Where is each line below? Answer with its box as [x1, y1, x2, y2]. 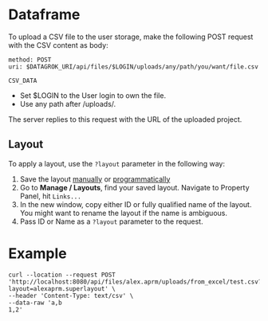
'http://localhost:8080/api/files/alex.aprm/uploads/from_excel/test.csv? [8, 277, 262, 286]
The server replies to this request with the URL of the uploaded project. [8, 114, 242, 124]
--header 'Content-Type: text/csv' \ [8, 292, 134, 299]
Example [8, 245, 67, 262]
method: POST [8, 56, 52, 64]
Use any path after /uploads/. [19, 99, 116, 108]
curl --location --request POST [8, 271, 116, 279]
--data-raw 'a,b [8, 299, 62, 307]
